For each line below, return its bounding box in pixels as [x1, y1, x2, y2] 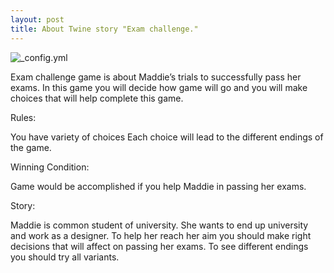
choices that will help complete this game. [10, 92, 184, 104]
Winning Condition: [10, 161, 90, 173]
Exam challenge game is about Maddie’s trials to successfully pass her [10, 71, 302, 83]
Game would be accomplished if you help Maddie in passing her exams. [10, 180, 307, 192]
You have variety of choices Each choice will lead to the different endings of [10, 131, 324, 143]
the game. [10, 141, 52, 153]
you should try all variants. [10, 251, 120, 263]
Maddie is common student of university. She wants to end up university [10, 219, 309, 231]
